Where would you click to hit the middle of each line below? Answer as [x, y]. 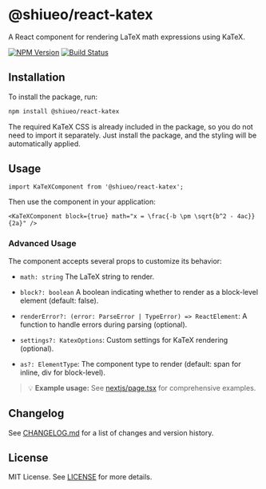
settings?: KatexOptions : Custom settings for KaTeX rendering [124, 340]
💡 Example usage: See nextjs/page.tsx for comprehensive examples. [142, 388]
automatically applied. [45, 143]
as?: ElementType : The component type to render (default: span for [130, 364]
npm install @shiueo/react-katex [64, 111]
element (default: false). [59, 300]
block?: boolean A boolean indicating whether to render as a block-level [139, 292]
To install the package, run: [53, 97]
